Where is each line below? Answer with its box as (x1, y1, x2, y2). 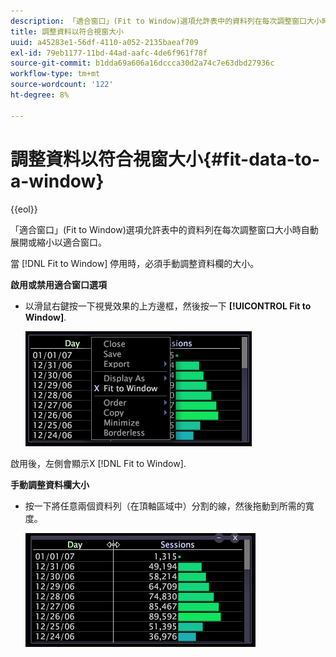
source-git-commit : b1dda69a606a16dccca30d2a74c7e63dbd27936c (10, 58, 275, 69)
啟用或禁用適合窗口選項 (10, 278, 107, 290)
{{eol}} (10, 203, 38, 215)
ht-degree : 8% (10, 90, 70, 100)
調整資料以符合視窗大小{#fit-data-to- (10, 148, 321, 170)
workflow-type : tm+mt (10, 69, 101, 79)
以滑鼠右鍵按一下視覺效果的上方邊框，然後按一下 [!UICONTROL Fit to (24, 300, 312, 312)
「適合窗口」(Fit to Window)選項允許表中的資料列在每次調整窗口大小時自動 (10, 223, 319, 235)
